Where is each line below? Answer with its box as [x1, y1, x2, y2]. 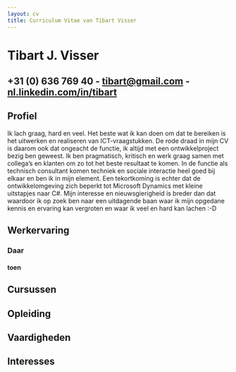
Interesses [7, 356, 55, 368]
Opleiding [7, 308, 51, 320]
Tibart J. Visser [7, 47, 99, 64]
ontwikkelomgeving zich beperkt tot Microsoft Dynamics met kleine [7, 181, 203, 190]
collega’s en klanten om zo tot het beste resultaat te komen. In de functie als [7, 159, 228, 167]
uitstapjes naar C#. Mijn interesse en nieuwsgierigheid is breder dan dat [7, 188, 216, 198]
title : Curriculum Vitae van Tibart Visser [7, 17, 137, 24]
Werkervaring [7, 224, 70, 236]
